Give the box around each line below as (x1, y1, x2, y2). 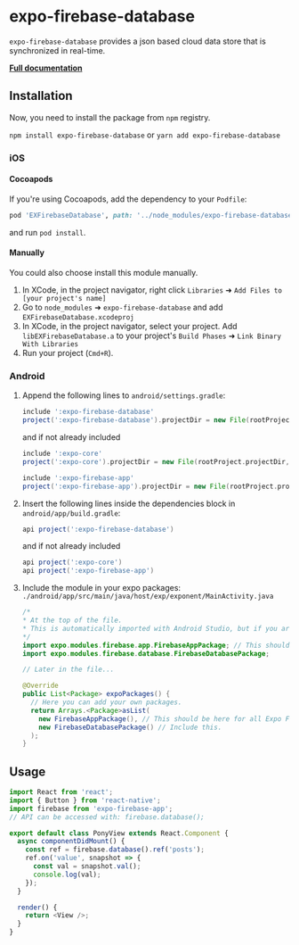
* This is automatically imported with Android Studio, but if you (21, 624, 278, 633)
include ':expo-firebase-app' (21, 473, 135, 483)
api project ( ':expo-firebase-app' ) (21, 567, 155, 576)
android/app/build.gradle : (21, 507, 121, 518)
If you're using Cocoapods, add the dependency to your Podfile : (9, 194, 247, 204)
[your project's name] (21, 294, 107, 303)
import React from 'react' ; (9, 788, 114, 797)
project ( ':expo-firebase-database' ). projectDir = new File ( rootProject (21, 416, 294, 425)
